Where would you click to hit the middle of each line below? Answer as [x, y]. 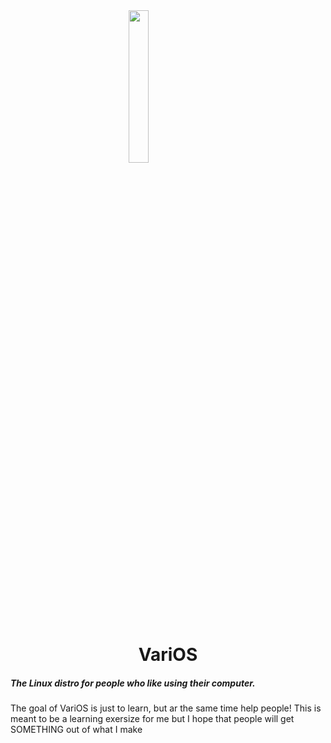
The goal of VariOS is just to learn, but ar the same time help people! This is [166, 708]
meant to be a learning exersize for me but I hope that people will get [152, 719]
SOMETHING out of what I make [76, 730]
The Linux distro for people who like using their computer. [133, 683]
